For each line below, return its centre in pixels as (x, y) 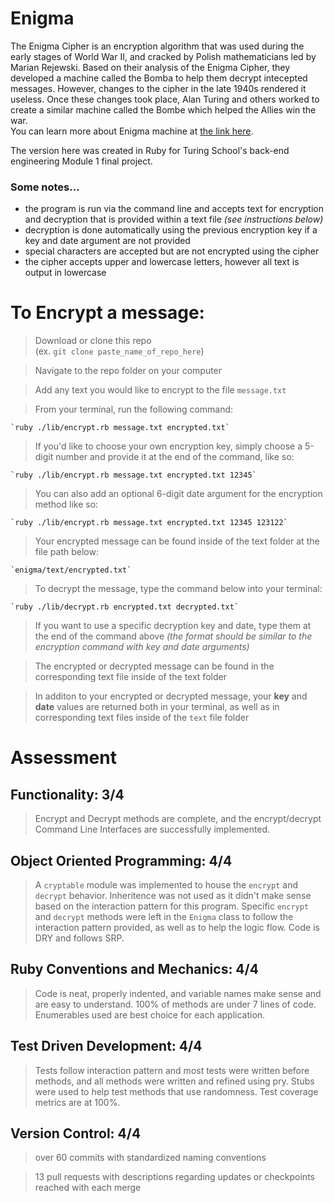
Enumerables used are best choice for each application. (150, 1014)
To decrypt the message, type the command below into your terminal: (178, 589)
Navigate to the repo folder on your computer (128, 371)
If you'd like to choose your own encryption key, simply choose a (168, 446)
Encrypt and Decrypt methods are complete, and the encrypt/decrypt (178, 819)
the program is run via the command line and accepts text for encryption (174, 209)
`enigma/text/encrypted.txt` (71, 570)
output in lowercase (65, 273)
